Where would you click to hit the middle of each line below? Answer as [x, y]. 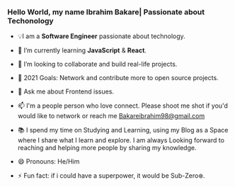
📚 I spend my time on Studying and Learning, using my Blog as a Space [123, 130]
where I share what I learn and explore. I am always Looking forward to [121, 140]
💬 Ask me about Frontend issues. [66, 91]
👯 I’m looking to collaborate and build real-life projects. [97, 64]
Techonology [31, 21]
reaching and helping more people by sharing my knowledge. [107, 148]
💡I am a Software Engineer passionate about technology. [101, 36]
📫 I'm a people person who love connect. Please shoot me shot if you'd [123, 106]
